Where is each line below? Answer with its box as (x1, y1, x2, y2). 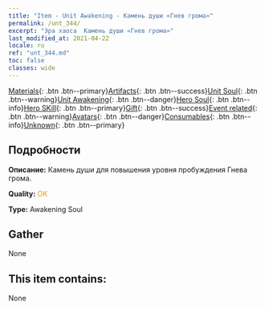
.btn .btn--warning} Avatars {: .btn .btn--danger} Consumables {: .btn (8, 112, 230, 121)
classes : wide (8, 64, 56, 72)
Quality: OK (8, 189, 48, 198)
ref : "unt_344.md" (8, 49, 70, 57)
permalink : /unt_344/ (8, 19, 81, 27)
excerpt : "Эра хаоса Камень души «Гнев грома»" (8, 26, 174, 35)
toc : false (8, 57, 45, 65)
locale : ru (8, 42, 45, 50)
